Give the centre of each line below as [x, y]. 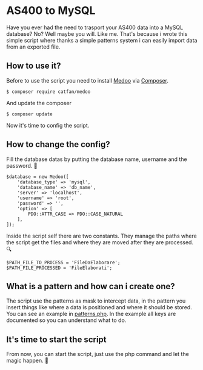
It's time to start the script [56, 339]
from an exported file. [33, 47]
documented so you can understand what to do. [66, 320]
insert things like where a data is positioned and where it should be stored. [99, 307]
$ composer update [29, 114]
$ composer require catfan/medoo [48, 92]
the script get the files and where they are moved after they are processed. [100, 242]
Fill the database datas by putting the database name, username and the [97, 159]
